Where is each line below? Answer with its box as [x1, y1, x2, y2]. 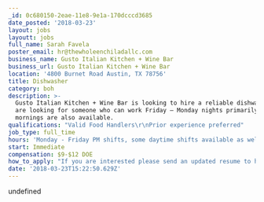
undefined [8, 186, 42, 196]
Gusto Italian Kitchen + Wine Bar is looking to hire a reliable [15, 99, 234, 107]
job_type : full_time [8, 128, 76, 136]
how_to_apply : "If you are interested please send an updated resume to [8, 158, 251, 166]
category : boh [8, 84, 55, 93]
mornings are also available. [15, 114, 114, 122]
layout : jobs [8, 26, 51, 34]
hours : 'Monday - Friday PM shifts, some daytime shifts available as [8, 135, 244, 144]
